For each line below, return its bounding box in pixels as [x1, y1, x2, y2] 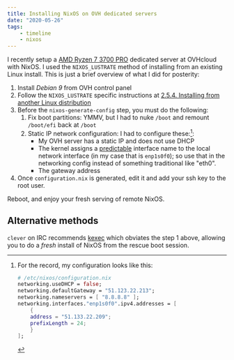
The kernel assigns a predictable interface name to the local [38, 144, 211, 152]
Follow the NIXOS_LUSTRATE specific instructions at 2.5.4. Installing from [17, 91, 220, 100]
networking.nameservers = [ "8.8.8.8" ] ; [17, 294, 140, 301]
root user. [17, 181, 45, 189]
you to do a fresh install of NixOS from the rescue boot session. [7, 241, 189, 249]
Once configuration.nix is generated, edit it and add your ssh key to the [17, 174, 226, 182]
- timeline [19, 29, 52, 37]
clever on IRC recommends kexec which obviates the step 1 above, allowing [7, 233, 226, 241]
